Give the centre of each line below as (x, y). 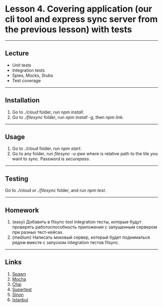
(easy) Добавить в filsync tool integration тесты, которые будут (77, 222)
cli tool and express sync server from (81, 19)
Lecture (17, 54)
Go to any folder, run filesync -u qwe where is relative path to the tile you (85, 154)
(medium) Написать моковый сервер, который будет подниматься (81, 237)
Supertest (22, 289)
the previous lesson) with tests (69, 30)
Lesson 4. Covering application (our (79, 9)
